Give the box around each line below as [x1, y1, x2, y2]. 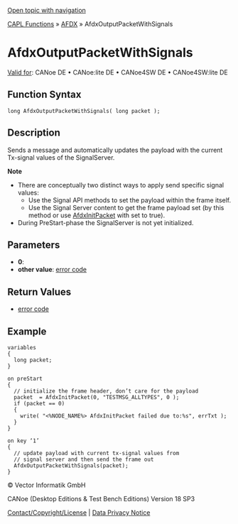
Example [7, 325, 47, 337]
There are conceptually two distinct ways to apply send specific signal [17, 180, 225, 189]
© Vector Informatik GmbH [7, 481, 86, 489]
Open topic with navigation [7, 6, 87, 14]
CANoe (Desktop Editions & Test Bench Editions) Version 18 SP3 [7, 495, 195, 503]
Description [7, 127, 60, 139]
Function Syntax [7, 89, 82, 101]
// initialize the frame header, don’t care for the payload [13, 388, 199, 395]
